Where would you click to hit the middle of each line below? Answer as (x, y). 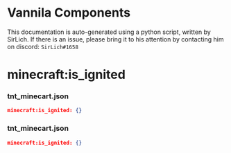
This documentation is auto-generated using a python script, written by (109, 32)
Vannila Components (69, 13)
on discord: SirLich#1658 (43, 46)
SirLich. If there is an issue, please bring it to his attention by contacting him (115, 39)
